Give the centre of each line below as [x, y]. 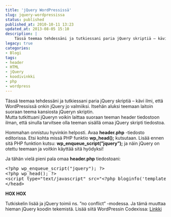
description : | [21, 34]
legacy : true [19, 44]
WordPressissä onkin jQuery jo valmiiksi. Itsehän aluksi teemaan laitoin [79, 106]
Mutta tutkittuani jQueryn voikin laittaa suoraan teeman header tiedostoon [82, 117]
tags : [11, 58]
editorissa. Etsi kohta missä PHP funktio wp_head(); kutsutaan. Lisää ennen [85, 138]
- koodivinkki [20, 77]
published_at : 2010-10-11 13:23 [39, 24]
